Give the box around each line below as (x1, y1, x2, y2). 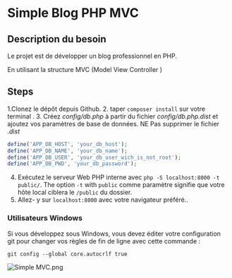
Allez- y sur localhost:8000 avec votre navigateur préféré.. (17, 195, 188, 204)
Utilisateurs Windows (7, 213, 83, 223)
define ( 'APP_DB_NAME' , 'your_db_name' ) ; (7, 147, 128, 155)
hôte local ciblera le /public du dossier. (17, 188, 133, 197)
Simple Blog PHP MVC (7, 5, 140, 21)
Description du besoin (7, 33, 107, 45)
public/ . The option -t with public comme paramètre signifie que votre (17, 181, 225, 189)
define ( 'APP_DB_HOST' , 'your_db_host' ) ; (7, 140, 128, 147)
